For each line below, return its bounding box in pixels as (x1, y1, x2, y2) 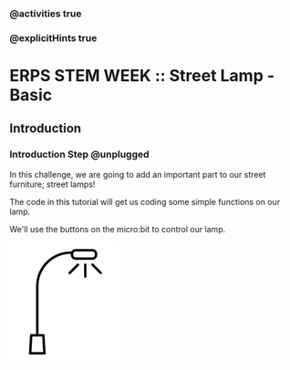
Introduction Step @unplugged (9, 149, 150, 161)
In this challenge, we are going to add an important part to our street (9, 169, 266, 180)
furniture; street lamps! (9, 179, 96, 190)
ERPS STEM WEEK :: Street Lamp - (9, 66, 275, 87)
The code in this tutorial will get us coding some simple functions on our (9, 196, 281, 207)
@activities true (9, 7, 82, 20)
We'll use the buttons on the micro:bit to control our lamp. (9, 223, 226, 234)
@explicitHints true (9, 31, 98, 44)
